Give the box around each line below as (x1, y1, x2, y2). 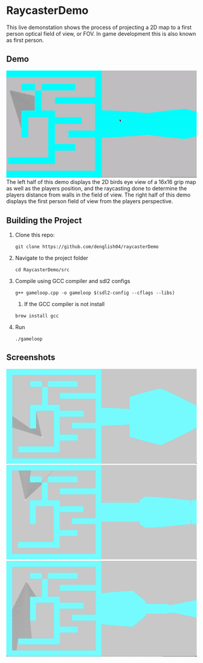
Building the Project (6, 215, 82, 226)
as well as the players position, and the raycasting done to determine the (6, 185, 187, 192)
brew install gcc (14, 313, 59, 319)
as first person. (6, 36, 44, 44)
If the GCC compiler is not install (24, 301, 105, 308)
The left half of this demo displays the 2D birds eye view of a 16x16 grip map (6, 178, 196, 186)
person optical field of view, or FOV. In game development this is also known (6, 30, 196, 37)
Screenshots (6, 352, 56, 363)
